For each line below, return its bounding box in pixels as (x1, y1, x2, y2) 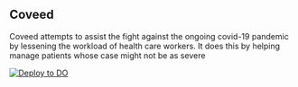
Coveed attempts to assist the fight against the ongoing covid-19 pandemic (9, 30, 289, 41)
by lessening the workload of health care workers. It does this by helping (9, 40, 281, 51)
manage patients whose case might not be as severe (9, 49, 206, 61)
